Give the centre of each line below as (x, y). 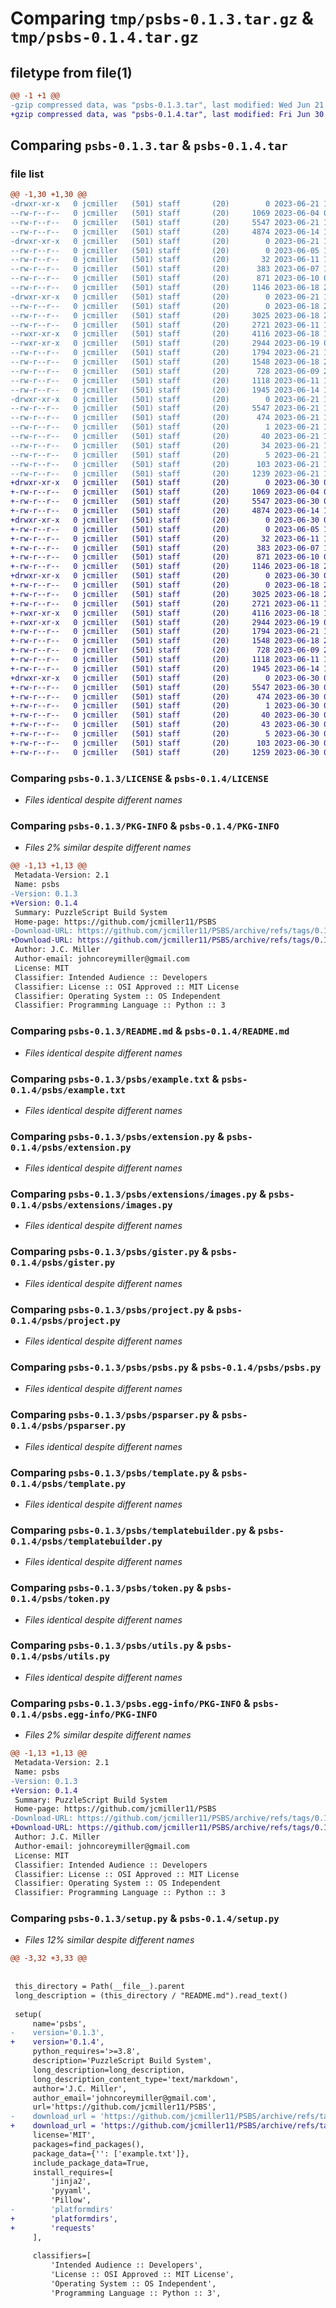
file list (27, 174)
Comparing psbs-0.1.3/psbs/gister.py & (109, 1252)
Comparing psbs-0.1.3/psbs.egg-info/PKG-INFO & (130, 1703)
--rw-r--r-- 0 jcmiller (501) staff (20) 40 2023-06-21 (165, 437)
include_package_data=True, (91, 2163)
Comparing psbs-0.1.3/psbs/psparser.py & (115, 1415)
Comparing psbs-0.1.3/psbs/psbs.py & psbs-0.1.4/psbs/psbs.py (166, 1367)
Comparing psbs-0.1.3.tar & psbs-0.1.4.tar (149, 145)
